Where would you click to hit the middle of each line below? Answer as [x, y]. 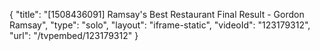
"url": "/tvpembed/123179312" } [74, 35]
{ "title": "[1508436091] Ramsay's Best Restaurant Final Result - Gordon [157, 14]
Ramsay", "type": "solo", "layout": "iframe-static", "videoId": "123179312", [160, 25]
